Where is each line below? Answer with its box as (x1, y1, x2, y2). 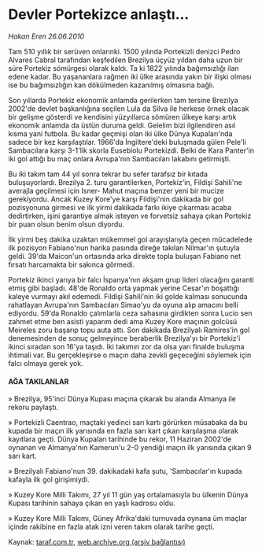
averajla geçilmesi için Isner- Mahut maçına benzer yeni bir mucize (8, 186, 224, 195)
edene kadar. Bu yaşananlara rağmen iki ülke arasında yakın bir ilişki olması (8, 72, 252, 81)
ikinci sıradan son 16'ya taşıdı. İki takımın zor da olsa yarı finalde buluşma (8, 342, 245, 351)
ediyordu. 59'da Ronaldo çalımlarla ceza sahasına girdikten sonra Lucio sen (8, 308, 253, 318)
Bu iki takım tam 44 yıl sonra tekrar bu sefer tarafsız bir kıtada (8, 169, 208, 179)
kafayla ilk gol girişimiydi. (8, 475, 90, 485)
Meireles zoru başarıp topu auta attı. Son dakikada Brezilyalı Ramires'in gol (8, 325, 250, 334)
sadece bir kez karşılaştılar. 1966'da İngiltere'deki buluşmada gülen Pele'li (8, 137, 246, 146)
